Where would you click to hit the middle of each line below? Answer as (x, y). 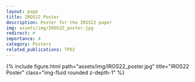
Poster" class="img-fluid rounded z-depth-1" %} (66, 72)
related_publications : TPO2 (41, 50)
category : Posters (29, 45)
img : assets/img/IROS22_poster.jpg (50, 28)
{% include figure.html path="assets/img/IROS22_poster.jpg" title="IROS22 (98, 66)
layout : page (22, 11)
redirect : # (21, 33)
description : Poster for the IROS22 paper (59, 22)
